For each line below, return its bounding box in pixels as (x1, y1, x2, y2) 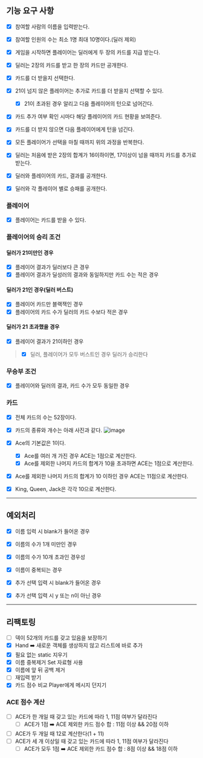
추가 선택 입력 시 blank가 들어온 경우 (14, 579, 101, 586)
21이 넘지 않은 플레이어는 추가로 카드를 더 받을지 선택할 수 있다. (14, 87, 164, 95)
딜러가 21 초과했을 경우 (6, 323, 60, 330)
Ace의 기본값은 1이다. (14, 439, 66, 446)
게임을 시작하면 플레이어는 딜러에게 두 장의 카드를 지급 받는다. (14, 48, 161, 56)
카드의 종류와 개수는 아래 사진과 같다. (14, 426, 103, 434)
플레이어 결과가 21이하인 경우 (14, 338, 84, 345)
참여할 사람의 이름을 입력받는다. (14, 23, 89, 30)
